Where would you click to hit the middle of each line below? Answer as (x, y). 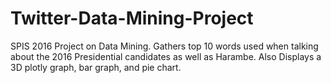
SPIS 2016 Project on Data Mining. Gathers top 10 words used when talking (164, 46)
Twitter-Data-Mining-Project (132, 18)
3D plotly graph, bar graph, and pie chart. (96, 67)
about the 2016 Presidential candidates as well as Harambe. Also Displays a (166, 56)
